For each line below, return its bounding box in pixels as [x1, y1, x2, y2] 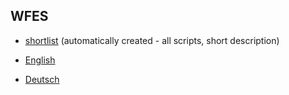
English [24, 54, 56, 66]
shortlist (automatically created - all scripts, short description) [24, 34, 280, 46]
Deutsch [24, 73, 60, 85]
